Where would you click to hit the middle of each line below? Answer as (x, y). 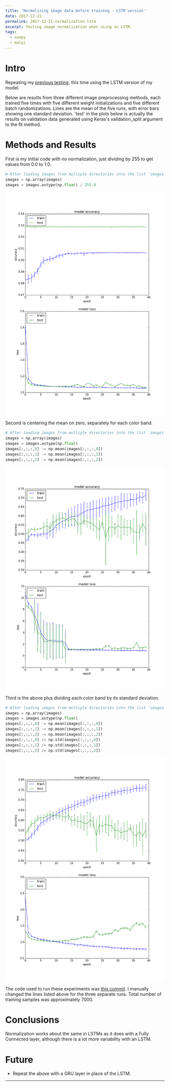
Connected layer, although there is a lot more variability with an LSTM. (78, 1039)
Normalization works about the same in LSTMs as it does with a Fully (77, 1034)
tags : (11, 32)
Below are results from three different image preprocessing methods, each (83, 97)
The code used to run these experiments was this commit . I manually (77, 988)
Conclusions (32, 1020)
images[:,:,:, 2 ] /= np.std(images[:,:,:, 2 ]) (53, 750)
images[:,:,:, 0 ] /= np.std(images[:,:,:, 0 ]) (53, 740)
